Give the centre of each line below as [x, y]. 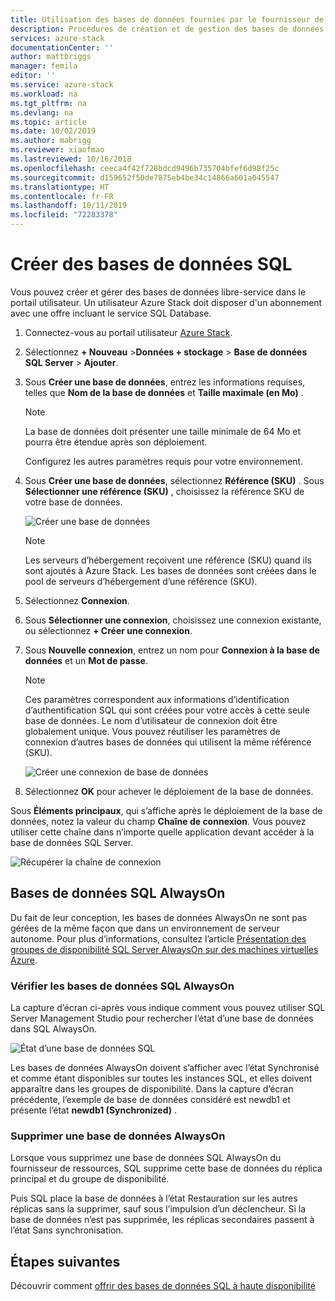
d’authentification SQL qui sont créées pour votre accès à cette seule [167, 710]
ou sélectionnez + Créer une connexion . [108, 630]
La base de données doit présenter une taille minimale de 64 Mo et [163, 431]
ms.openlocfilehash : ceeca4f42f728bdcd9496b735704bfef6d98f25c [145, 168]
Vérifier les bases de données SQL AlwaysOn [122, 986]
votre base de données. [73, 502]
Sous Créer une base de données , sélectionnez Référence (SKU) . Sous [174, 480]
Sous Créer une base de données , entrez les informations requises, [165, 382]
